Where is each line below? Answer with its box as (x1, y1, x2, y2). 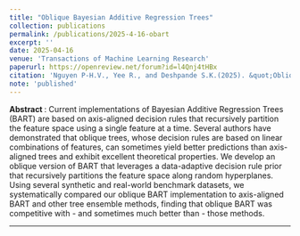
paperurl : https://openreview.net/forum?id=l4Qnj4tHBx (9, 63, 218, 72)
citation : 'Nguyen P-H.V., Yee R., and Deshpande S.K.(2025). (9, 71, 246, 80)
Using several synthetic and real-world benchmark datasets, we (9, 179, 245, 190)
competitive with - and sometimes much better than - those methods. (9, 208, 265, 218)
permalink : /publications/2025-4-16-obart (9, 29, 170, 38)
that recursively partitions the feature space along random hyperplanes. (9, 170, 274, 181)
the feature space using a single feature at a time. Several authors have (9, 122, 271, 134)
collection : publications (9, 21, 105, 30)
